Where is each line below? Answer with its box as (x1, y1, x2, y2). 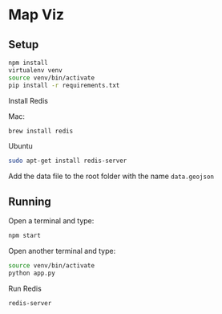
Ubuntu (8, 141, 34, 151)
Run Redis (8, 283, 42, 293)
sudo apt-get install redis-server (8, 157, 127, 165)
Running (8, 194, 52, 208)
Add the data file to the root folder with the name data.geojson (8, 171, 215, 181)
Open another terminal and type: (8, 246, 116, 255)
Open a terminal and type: (8, 216, 95, 226)
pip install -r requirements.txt (8, 81, 120, 89)
